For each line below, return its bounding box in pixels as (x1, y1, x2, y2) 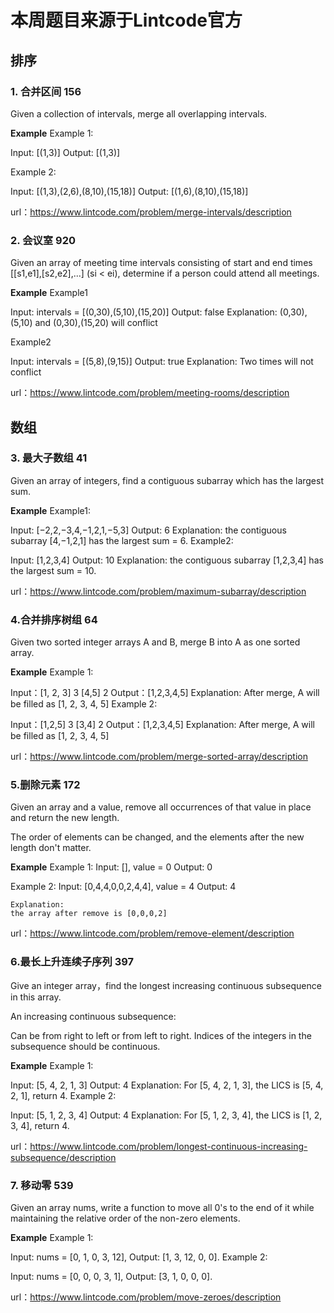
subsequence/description (10, 1151, 117, 1163)
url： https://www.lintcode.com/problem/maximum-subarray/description (10, 585, 307, 597)
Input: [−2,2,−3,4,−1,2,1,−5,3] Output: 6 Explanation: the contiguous (10, 524, 287, 536)
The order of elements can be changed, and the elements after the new (10, 831, 305, 843)
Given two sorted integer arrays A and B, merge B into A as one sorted (10, 636, 301, 648)
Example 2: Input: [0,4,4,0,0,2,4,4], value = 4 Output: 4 (10, 881, 237, 893)
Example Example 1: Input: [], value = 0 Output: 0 (10, 861, 213, 873)
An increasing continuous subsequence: (10, 1010, 177, 1022)
